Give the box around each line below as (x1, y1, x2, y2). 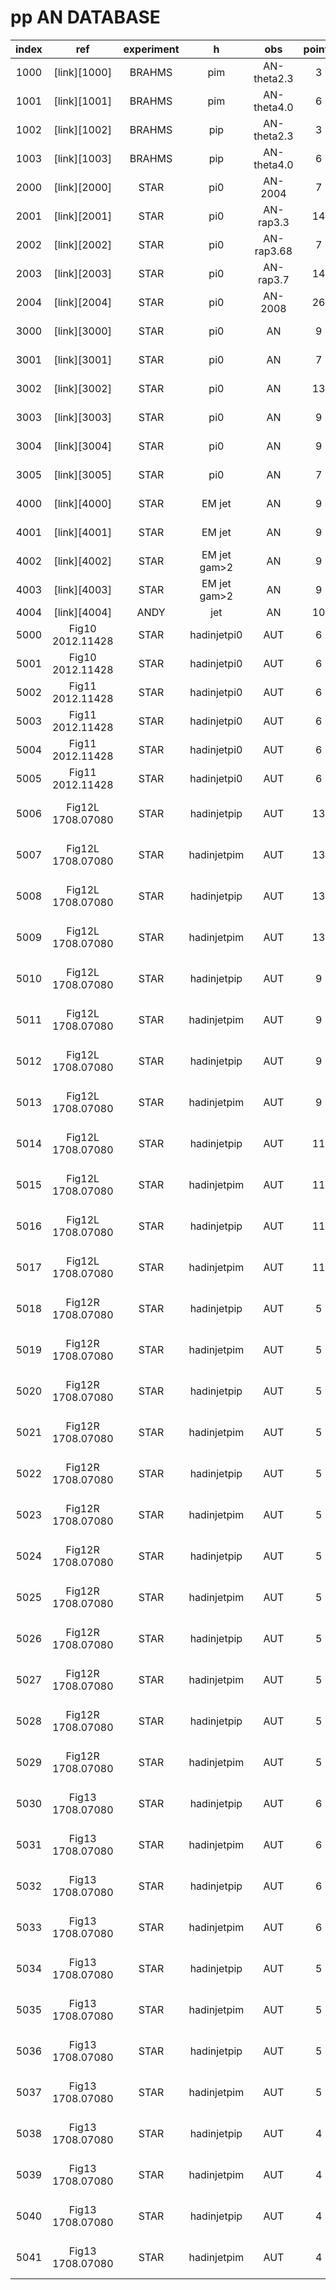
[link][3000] (53, 324, 112, 338)
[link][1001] (53, 94, 112, 108)
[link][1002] (53, 122, 112, 136)
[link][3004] (53, 439, 112, 453)
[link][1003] (53, 151, 112, 165)
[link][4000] (53, 496, 112, 510)
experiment (123, 42, 180, 56)
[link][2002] (53, 237, 112, 251)
